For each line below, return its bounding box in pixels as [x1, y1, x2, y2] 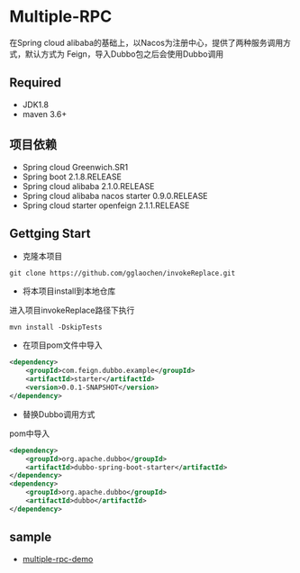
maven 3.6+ [22, 108, 68, 119]
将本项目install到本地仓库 [22, 286, 116, 296]
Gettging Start [9, 225, 91, 241]
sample [9, 530, 52, 545]
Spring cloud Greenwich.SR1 [22, 161, 129, 172]
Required [9, 75, 61, 91]
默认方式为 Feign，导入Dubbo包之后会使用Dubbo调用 [24, 48, 223, 59]
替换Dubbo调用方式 [22, 408, 95, 420]
